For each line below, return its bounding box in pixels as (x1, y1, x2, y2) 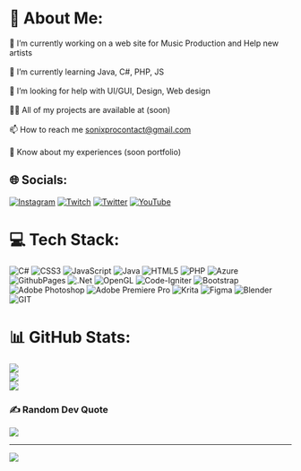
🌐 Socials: (9, 172, 68, 188)
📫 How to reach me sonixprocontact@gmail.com (9, 124, 192, 135)
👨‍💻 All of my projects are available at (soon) (9, 104, 171, 115)
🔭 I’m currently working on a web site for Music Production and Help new (9, 38, 279, 48)
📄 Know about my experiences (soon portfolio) (9, 146, 182, 157)
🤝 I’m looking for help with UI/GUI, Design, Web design (9, 85, 211, 96)
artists (9, 47, 33, 57)
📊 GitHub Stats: (9, 327, 132, 347)
